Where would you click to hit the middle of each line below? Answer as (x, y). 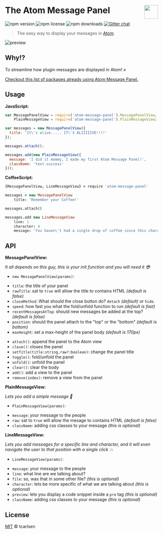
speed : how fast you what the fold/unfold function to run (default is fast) (83, 307)
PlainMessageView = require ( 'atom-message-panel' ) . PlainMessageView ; (86, 120)
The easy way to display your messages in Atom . (66, 33)
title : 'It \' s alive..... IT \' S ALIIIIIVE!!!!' (58, 133)
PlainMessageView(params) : (39, 406)
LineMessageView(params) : (38, 459)
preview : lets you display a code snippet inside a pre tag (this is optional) (85, 494)
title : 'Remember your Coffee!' (46, 200)
